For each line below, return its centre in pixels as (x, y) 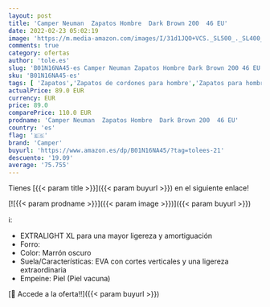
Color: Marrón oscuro (55, 253)
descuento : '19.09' (41, 158)
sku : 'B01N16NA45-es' (45, 76)
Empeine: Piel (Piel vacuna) (65, 279)
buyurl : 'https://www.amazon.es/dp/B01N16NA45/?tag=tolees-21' (117, 150)
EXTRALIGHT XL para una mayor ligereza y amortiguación (116, 236)
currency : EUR (32, 98)
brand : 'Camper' (35, 143)
